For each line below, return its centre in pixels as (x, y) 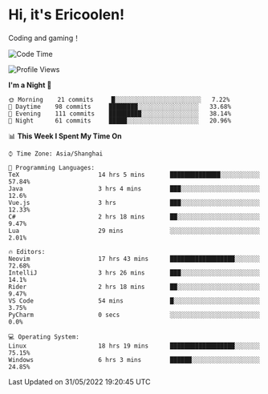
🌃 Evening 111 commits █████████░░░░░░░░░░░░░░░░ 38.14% (120, 114)
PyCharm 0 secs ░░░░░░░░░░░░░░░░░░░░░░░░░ (134, 315)
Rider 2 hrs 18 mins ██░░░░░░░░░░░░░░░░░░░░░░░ (134, 287)
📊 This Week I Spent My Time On (65, 136)
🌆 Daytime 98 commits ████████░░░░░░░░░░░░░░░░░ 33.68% (120, 107)
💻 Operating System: (44, 337)
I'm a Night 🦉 (30, 85)
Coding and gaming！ (44, 38)
